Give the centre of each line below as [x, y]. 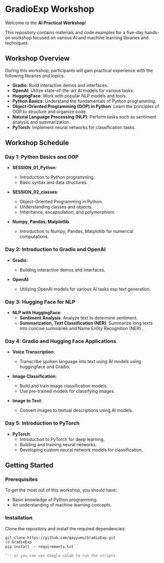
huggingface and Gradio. [45, 367]
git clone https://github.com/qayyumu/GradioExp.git [60, 538]
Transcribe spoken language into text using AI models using [80, 362]
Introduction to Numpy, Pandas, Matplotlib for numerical [77, 232]
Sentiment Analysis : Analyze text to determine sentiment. [79, 318]
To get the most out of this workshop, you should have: [61, 490]
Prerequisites [21, 479]
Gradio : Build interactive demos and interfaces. [60, 85]
